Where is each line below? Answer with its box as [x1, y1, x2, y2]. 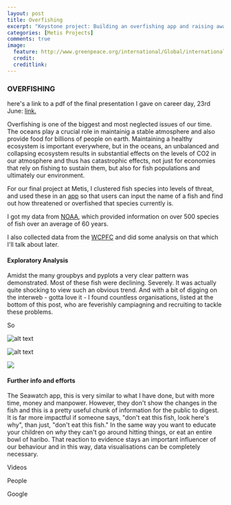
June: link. [7, 106, 36, 115]
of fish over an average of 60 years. [7, 219, 109, 227]
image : [7, 42, 26, 49]
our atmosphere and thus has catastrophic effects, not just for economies [7, 156, 216, 165]
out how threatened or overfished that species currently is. [7, 199, 174, 207]
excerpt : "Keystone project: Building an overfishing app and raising [7, 23, 214, 30]
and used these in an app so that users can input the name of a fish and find [7, 192, 223, 200]
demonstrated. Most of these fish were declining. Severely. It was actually [7, 279, 217, 287]
